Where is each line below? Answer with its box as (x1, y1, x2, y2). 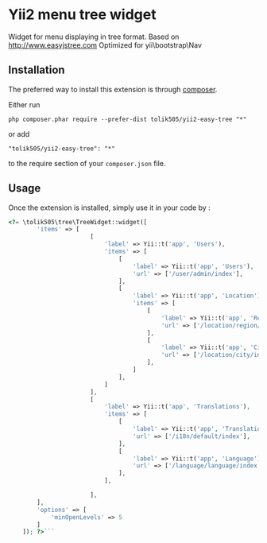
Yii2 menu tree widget (8, 6, 157, 24)
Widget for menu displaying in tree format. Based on (8, 32, 180, 41)
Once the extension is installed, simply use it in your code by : (8, 203, 211, 212)
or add (8, 129, 30, 138)
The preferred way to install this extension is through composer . (8, 84, 218, 94)
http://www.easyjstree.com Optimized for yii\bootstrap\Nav (8, 40, 203, 49)
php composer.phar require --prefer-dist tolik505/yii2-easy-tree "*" (8, 115, 247, 123)
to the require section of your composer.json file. (8, 158, 166, 168)
